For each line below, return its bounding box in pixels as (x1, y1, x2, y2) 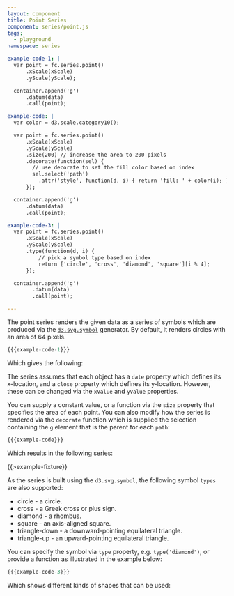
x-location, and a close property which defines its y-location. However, (7, 379, 211, 388)
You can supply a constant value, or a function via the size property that (7, 400, 215, 408)
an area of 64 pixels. (7, 333, 66, 341)
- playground (13, 36, 52, 43)
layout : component (7, 10, 61, 17)
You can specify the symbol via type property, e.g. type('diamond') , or (7, 547, 210, 556)
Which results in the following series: (7, 449, 114, 457)
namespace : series (7, 43, 61, 49)
